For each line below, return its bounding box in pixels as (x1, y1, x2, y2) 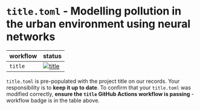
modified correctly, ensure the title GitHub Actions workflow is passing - (6, 90, 195, 97)
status (43, 51, 62, 60)
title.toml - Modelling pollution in (6, 4, 182, 18)
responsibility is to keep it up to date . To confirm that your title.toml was (6, 83, 192, 91)
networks (6, 30, 56, 44)
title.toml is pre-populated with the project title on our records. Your (6, 77, 180, 85)
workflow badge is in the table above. (6, 97, 100, 104)
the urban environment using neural (6, 17, 191, 31)
